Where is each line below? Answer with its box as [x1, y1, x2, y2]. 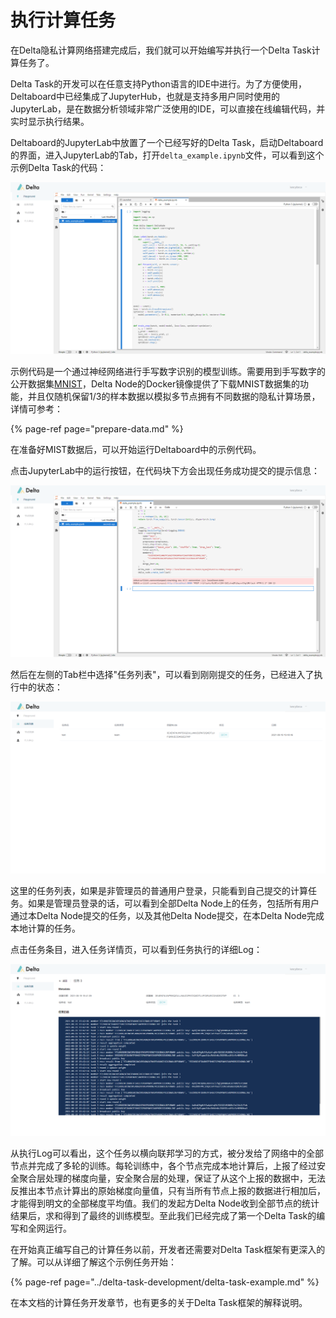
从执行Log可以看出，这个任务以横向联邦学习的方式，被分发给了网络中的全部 [10, 1147, 324, 1160]
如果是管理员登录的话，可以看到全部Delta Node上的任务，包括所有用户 [27, 897, 320, 910]
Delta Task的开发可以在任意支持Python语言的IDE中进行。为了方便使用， [10, 77, 308, 90]
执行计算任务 [10, 9, 117, 32]
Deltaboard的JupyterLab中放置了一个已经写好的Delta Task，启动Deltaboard [10, 136, 324, 148]
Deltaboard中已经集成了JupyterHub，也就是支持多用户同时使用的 [10, 90, 280, 102]
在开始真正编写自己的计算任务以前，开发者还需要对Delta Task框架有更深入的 [10, 1244, 326, 1256]
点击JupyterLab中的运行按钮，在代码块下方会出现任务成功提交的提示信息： [10, 465, 321, 477]
